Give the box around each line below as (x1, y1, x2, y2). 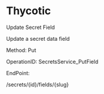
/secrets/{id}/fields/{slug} (6, 81, 70, 88)
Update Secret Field (6, 24, 55, 31)
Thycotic (6, 4, 51, 18)
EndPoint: (6, 69, 30, 76)
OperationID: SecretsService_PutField (6, 58, 99, 65)
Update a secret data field (6, 35, 70, 42)
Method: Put (6, 46, 37, 54)
